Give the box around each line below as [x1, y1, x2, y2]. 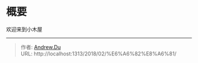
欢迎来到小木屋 [6, 26, 42, 33]
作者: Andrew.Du [20, 43, 61, 50]
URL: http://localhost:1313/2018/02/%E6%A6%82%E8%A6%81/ [20, 50, 177, 57]
